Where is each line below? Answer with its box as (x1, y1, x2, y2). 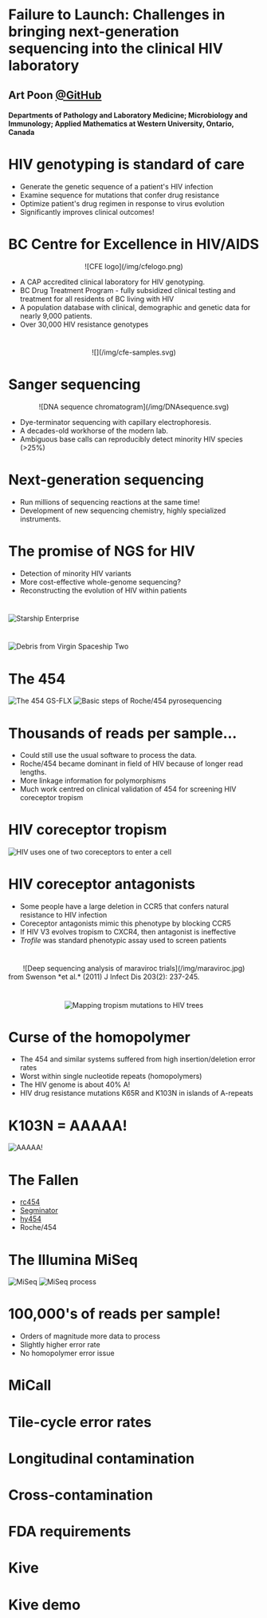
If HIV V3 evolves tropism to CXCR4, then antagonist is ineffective (19, 927, 237, 937)
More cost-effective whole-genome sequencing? (19, 577, 182, 587)
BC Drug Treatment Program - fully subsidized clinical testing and (19, 286, 236, 295)
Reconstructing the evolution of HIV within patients (19, 585, 187, 596)
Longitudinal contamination (8, 1449, 195, 1467)
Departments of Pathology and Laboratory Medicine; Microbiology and (8, 110, 248, 121)
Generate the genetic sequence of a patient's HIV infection (19, 182, 214, 192)
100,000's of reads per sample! (8, 1305, 221, 1323)
